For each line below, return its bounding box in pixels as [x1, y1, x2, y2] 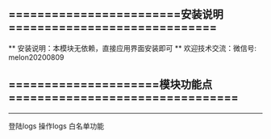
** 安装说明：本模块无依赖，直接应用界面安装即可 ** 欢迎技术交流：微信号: [8, 43, 256, 53]
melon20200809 [8, 52, 65, 62]
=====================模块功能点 [8, 78, 213, 91]
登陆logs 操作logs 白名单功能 [8, 120, 105, 131]
